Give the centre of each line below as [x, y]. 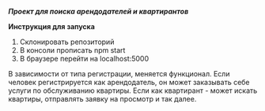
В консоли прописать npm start [72, 50]
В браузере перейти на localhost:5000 [84, 59]
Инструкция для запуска [51, 26]
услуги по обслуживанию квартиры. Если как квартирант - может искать [133, 91]
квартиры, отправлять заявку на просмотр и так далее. [102, 99]
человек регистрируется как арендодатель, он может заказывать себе [129, 82]
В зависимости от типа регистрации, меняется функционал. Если [119, 74]
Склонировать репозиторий [67, 42]
